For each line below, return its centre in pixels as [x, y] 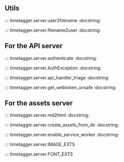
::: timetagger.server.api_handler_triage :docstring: [57, 77]
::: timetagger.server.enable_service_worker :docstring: [62, 135]
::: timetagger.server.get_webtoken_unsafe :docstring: [60, 87]
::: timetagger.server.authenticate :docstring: [51, 58]
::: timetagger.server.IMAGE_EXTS [40, 144]
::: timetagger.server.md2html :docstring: [47, 115]
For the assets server [39, 103]
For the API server [34, 46]
